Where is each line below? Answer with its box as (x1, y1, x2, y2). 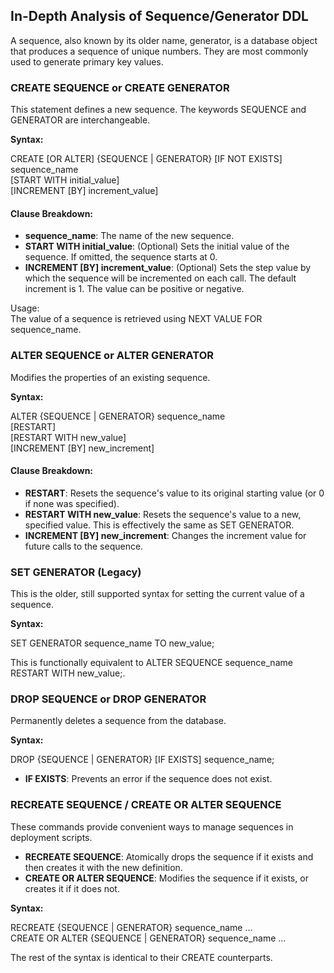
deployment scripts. (10, 831, 93, 843)
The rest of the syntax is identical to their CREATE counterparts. (10, 951, 273, 963)
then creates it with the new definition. (24, 861, 183, 873)
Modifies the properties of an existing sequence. (10, 371, 211, 383)
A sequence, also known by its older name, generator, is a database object (10, 34, 318, 46)
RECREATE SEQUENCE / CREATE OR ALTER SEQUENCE (10, 798, 282, 812)
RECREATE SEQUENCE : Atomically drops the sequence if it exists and (24, 850, 314, 863)
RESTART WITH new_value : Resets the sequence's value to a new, (24, 508, 302, 520)
